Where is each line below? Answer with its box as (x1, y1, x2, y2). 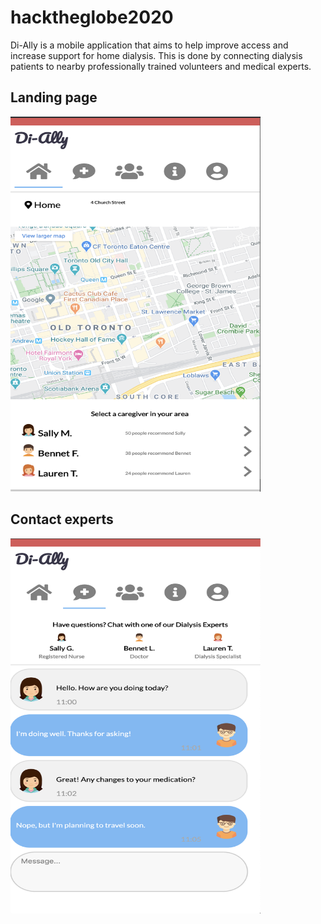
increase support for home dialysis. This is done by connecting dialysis (10, 49, 303, 61)
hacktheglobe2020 (10, 6, 174, 29)
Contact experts (10, 511, 114, 528)
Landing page (10, 89, 98, 106)
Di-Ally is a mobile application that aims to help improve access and (10, 39, 289, 51)
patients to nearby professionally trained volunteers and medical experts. (10, 60, 312, 72)
